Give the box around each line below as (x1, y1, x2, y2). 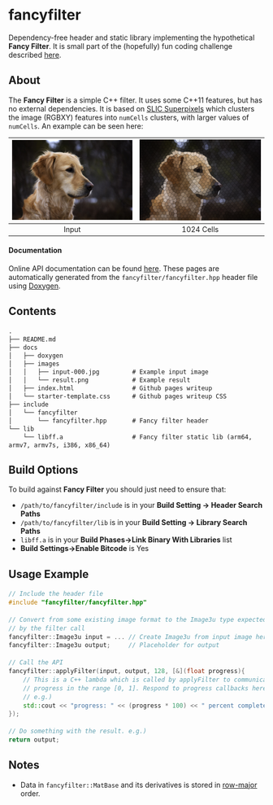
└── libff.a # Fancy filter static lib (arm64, (23, 433, 253, 441)
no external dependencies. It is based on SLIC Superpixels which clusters (8, 103, 255, 113)
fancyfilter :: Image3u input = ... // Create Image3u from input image (8, 632, 253, 641)
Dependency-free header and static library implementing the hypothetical (8, 33, 255, 42)
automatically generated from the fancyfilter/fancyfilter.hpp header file (8, 272, 258, 282)
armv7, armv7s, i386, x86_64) (8, 441, 111, 449)
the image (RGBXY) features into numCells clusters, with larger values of (8, 112, 249, 122)
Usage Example (8, 567, 89, 581)
